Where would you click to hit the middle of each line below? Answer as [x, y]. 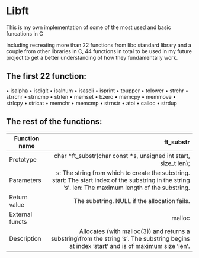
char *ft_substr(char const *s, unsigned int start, [122, 156]
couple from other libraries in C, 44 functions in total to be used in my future [99, 51]
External [21, 214]
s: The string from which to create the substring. [123, 173]
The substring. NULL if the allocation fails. [132, 201]
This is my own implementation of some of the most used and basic [89, 27]
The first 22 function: [46, 76]
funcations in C [25, 33]
